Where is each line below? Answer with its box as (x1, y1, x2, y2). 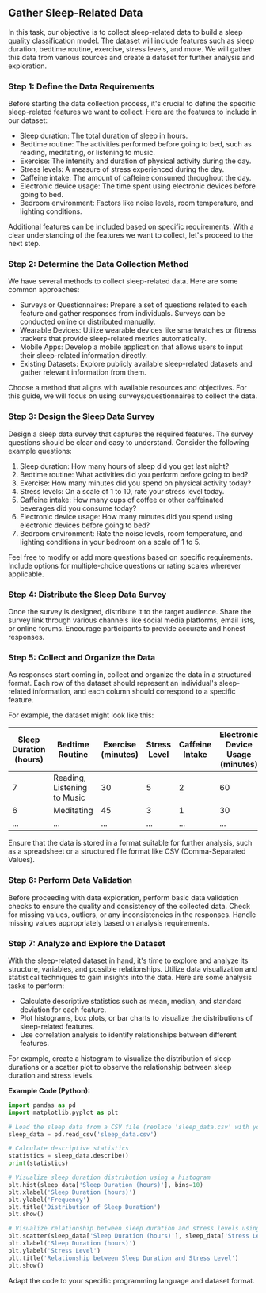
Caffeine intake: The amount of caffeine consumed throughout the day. (19, 173, 252, 183)
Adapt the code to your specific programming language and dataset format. (8, 1276, 255, 1285)
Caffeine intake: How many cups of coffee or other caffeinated (19, 495, 224, 504)
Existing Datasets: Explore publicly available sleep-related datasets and (19, 359, 253, 369)
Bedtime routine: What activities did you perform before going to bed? (19, 470, 249, 479)
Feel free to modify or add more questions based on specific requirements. (8, 552, 253, 561)
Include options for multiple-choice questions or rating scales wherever (8, 561, 241, 570)
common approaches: (8, 285, 80, 295)
